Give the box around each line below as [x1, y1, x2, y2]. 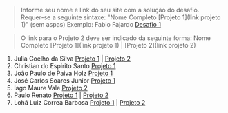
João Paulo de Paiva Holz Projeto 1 [13, 69, 113, 77]
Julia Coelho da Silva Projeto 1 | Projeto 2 [13, 54, 131, 63]
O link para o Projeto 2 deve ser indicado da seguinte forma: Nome [20, 34, 211, 42]
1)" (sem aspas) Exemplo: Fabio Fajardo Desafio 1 [20, 21, 161, 28]
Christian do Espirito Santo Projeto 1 [13, 62, 116, 70]
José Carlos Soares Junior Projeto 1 [13, 76, 116, 85]
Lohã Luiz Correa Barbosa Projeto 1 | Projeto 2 [13, 99, 146, 106]
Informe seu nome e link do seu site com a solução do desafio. [20, 6, 200, 14]
